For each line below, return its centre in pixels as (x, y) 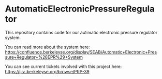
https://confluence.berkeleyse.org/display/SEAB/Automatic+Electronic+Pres (81, 52)
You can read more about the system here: (48, 47)
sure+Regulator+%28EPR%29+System (44, 57)
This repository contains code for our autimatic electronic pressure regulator (81, 32)
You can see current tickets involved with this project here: (64, 66)
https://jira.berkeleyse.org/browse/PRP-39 (47, 71)
